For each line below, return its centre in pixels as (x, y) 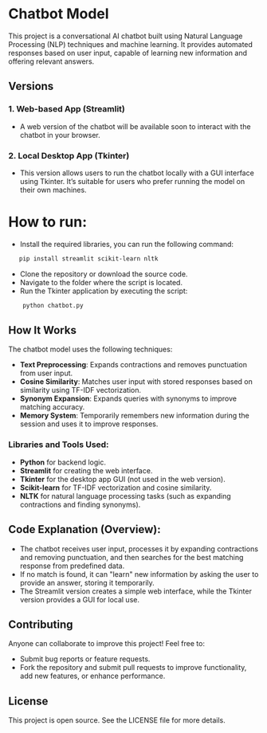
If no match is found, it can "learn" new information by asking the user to (139, 574)
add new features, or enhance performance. (92, 676)
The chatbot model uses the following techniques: (90, 349)
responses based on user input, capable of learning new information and (128, 53)
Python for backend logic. (63, 462)
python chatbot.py (53, 305)
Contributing (41, 624)
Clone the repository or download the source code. (104, 274)
